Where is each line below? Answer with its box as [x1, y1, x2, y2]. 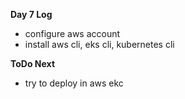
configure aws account [24, 28, 121, 39]
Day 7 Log [10, 9, 53, 20]
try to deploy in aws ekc [24, 77, 124, 89]
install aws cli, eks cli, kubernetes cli [24, 39, 175, 50]
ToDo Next [10, 58, 56, 69]
